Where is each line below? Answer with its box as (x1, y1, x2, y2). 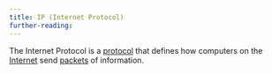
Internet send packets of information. (9, 55, 144, 65)
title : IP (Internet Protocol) (9, 12, 125, 22)
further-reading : (9, 21, 73, 30)
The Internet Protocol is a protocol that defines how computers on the (9, 45, 263, 55)
